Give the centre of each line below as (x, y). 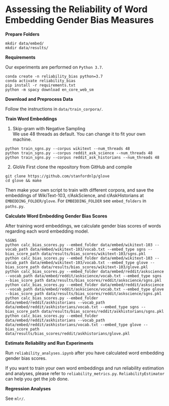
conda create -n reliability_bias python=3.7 (54, 76)
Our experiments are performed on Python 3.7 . (54, 67)
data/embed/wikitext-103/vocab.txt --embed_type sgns (88, 249)
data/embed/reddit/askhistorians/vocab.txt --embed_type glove (73, 325)
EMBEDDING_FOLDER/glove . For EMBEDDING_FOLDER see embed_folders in (76, 201)
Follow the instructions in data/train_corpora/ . (54, 109)
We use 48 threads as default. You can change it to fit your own (79, 134)
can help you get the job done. (37, 379)
